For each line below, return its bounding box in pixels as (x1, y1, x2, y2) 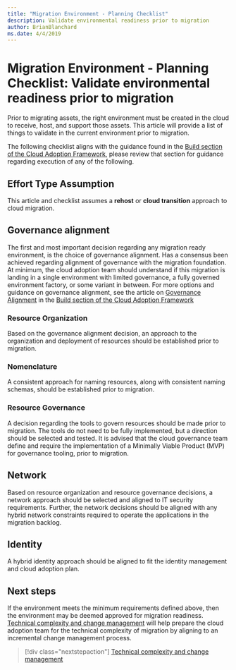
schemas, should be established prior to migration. (7, 385, 155, 394)
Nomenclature (7, 362, 58, 372)
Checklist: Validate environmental (7, 75, 210, 92)
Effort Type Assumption (7, 178, 115, 190)
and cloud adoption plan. (7, 565, 80, 573)
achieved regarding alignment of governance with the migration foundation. (7, 258, 227, 267)
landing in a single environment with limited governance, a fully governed (7, 273, 220, 281)
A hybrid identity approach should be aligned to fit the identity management (7, 557, 228, 566)
